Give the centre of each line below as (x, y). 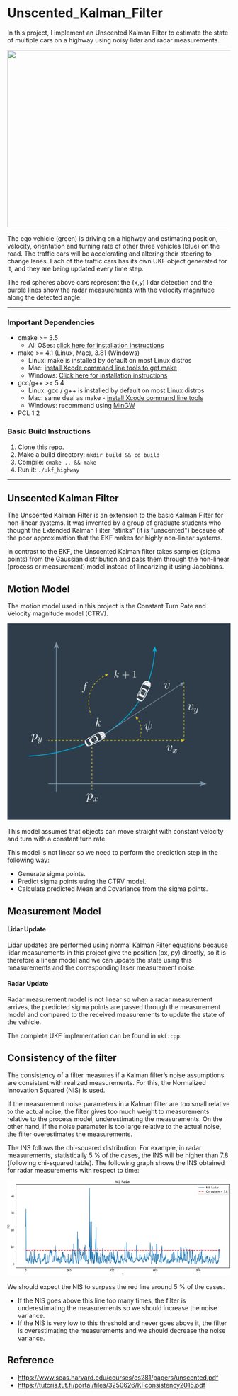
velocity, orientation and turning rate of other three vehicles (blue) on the (114, 246)
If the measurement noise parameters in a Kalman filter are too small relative (119, 1103)
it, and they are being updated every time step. (75, 268)
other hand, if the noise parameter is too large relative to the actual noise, (114, 1126)
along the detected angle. (45, 297)
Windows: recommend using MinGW (82, 406)
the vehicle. (24, 1022)
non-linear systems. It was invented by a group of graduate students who (114, 523)
